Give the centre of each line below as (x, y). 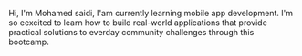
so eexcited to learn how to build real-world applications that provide (138, 23)
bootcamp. (29, 42)
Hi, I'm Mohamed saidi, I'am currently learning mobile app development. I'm (151, 13)
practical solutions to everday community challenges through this (131, 32)
